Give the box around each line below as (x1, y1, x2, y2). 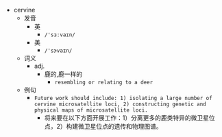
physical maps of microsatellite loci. (34, 107, 149, 114)
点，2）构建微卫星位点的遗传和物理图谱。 (44, 123, 162, 130)
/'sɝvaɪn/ (44, 47, 73, 54)
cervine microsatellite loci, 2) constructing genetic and (34, 101, 207, 108)
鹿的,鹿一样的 (44, 70, 83, 78)
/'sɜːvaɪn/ (44, 32, 75, 38)
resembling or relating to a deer (54, 79, 153, 86)
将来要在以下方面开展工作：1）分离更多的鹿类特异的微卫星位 (44, 114, 215, 122)
